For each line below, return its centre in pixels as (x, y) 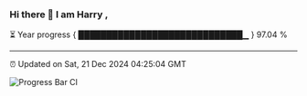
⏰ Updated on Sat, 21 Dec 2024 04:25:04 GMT (98, 64)
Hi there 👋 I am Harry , (59, 14)
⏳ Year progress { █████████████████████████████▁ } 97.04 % (148, 34)
